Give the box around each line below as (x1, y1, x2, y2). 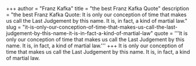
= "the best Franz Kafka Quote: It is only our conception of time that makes (6, 11, 187, 18)
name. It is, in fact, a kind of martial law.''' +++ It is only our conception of (6, 42, 184, 49)
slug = (6, 23, 22, 30)
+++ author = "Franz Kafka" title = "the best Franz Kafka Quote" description (6, 5, 190, 12)
